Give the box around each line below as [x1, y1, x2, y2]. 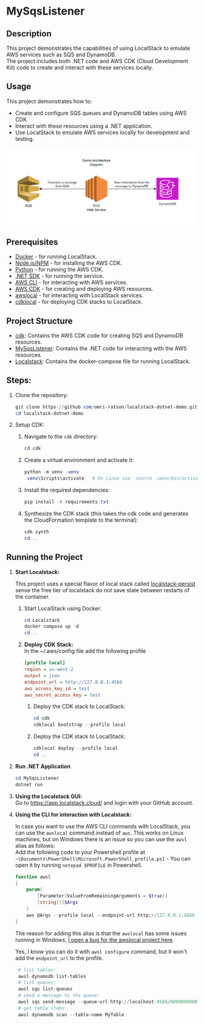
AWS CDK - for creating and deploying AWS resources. [15, 285, 154, 293]
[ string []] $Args [37, 899, 78, 906]
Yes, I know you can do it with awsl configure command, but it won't [15, 947, 187, 955]
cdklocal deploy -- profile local [33, 745, 118, 751]
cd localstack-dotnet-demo [15, 410, 84, 417]
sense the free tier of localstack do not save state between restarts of [15, 586, 190, 593]
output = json [24, 672, 60, 678]
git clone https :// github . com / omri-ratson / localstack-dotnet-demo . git [15, 404, 198, 410]
